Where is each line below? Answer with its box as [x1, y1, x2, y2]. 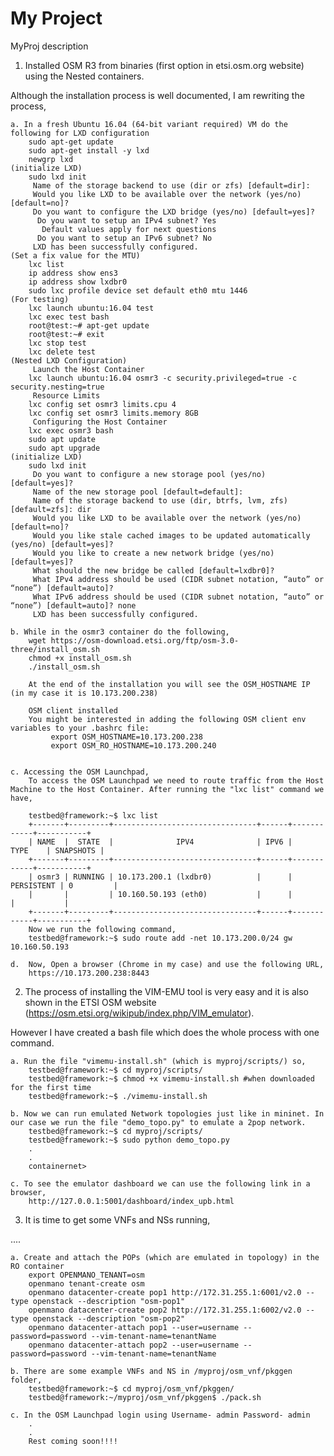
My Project [10, 7, 103, 30]
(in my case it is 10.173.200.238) [10, 688, 159, 698]
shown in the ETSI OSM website [24, 996, 157, 1008]
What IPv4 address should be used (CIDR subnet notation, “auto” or [32, 574, 325, 584]
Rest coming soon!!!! [28, 1436, 118, 1446]
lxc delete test [28, 347, 97, 357]
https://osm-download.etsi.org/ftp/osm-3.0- [50, 635, 240, 646]
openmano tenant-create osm [28, 1278, 145, 1289]
